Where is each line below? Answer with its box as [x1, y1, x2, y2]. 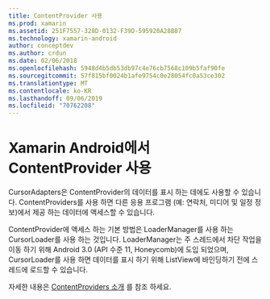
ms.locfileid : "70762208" [8, 102, 95, 110]
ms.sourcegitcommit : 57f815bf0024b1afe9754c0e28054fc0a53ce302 [8, 72, 226, 80]
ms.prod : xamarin [8, 19, 67, 27]
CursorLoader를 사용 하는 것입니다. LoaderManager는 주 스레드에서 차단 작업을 [8, 235, 262, 244]
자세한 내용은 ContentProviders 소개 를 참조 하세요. [8, 282, 172, 292]
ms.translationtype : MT [8, 79, 89, 87]
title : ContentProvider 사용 [8, 11, 103, 20]
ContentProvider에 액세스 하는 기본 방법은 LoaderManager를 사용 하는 [8, 225, 234, 235]
